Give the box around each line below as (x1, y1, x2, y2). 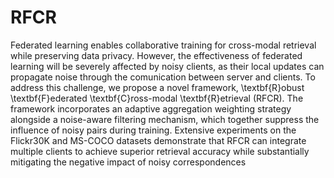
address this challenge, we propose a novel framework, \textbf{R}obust (10, 81, 305, 93)
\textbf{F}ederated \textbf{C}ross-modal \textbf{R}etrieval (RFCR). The (10, 92, 304, 104)
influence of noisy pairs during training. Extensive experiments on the (10, 124, 297, 136)
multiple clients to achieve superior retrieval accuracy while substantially (10, 145, 310, 157)
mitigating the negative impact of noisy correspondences (10, 156, 247, 168)
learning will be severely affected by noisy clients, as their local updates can (10, 60, 325, 72)
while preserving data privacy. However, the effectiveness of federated (10, 49, 303, 61)
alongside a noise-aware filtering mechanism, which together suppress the (10, 113, 320, 125)
